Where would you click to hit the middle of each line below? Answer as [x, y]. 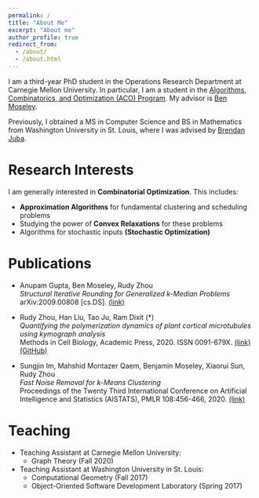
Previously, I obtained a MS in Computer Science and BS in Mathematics [125, 122]
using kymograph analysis [62, 333]
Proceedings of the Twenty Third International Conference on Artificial [133, 391]
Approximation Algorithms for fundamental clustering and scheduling [133, 207]
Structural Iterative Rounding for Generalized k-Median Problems [124, 293]
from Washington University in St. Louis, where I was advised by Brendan [127, 129]
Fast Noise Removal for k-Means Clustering [90, 382]
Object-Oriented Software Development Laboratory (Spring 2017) [137, 485]
